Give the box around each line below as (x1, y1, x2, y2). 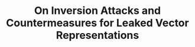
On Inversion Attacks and (34, 4, 161, 17)
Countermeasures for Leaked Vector (6, 16, 189, 30)
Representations (56, 29, 139, 42)
